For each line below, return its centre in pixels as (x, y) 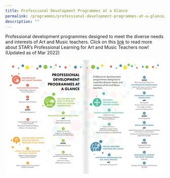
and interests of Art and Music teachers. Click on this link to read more (79, 42)
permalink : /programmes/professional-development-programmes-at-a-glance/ (86, 16)
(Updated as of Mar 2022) (32, 53)
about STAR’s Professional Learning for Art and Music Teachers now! (77, 47)
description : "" (22, 21)
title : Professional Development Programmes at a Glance (67, 11)
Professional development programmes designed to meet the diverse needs (84, 37)
